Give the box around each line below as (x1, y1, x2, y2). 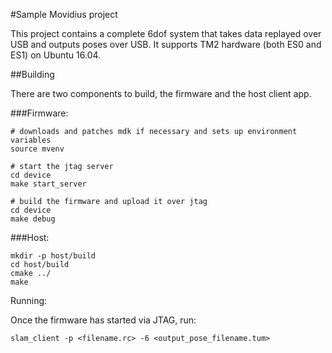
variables (10, 135, 52, 145)
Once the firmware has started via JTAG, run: (10, 314, 197, 326)
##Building (10, 69, 55, 80)
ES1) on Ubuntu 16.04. (10, 49, 102, 61)
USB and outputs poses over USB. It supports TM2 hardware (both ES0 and (10, 39, 322, 50)
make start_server (10, 179, 87, 189)
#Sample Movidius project (10, 9, 118, 20)
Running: (10, 295, 48, 306)
